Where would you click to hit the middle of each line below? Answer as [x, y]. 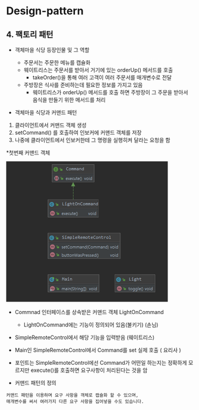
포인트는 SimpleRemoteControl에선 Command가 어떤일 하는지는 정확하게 [101, 363]
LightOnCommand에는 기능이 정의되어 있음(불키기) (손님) [91, 325]
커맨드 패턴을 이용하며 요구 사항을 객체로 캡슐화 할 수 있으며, [72, 395]
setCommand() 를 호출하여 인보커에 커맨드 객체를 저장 [78, 133]
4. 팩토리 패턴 [30, 34]
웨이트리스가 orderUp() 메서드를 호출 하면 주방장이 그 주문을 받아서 [110, 92]
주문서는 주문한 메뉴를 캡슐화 [57, 63]
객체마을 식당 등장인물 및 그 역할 [52, 50]
